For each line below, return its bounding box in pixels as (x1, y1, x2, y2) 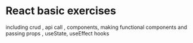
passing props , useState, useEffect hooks (5, 29, 110, 37)
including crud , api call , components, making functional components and (5, 24, 188, 31)
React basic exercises (5, 4, 117, 18)
